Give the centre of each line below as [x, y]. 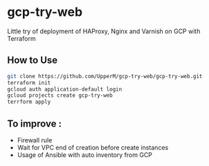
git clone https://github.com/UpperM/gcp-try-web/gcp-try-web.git [105, 76]
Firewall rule [35, 140]
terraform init [29, 83]
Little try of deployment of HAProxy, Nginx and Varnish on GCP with [104, 31]
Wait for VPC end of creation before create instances [93, 147]
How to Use [33, 61]
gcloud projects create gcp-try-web [60, 95]
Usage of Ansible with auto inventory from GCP [85, 155]
